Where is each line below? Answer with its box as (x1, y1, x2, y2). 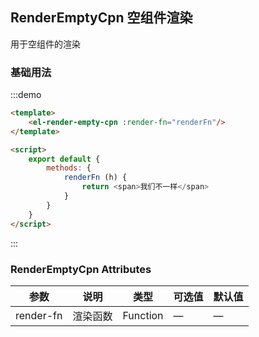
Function (122, 308, 164, 322)
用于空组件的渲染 (10, 38, 81, 50)
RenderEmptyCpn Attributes (10, 262, 152, 276)
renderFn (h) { (63, 173, 128, 183)
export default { (28, 154, 101, 164)
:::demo (10, 89, 42, 101)
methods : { (46, 163, 92, 173)
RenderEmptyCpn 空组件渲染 (10, 9, 193, 27)
